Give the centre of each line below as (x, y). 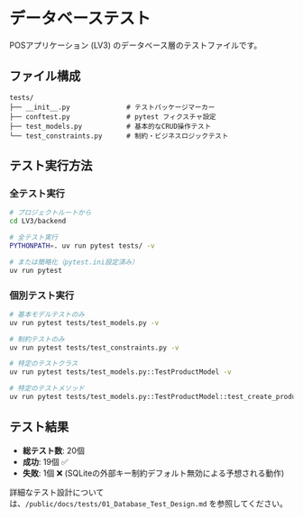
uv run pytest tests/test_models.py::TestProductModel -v (120, 372)
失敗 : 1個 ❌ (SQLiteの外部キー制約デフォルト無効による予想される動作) (153, 473)
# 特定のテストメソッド (47, 388)
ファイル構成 (45, 76)
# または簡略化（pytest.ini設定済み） (74, 262)
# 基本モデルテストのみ (47, 314)
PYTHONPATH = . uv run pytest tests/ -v (82, 246)
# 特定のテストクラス (44, 364)
